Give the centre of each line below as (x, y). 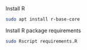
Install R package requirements (43, 30)
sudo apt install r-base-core (43, 19)
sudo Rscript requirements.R (41, 41)
